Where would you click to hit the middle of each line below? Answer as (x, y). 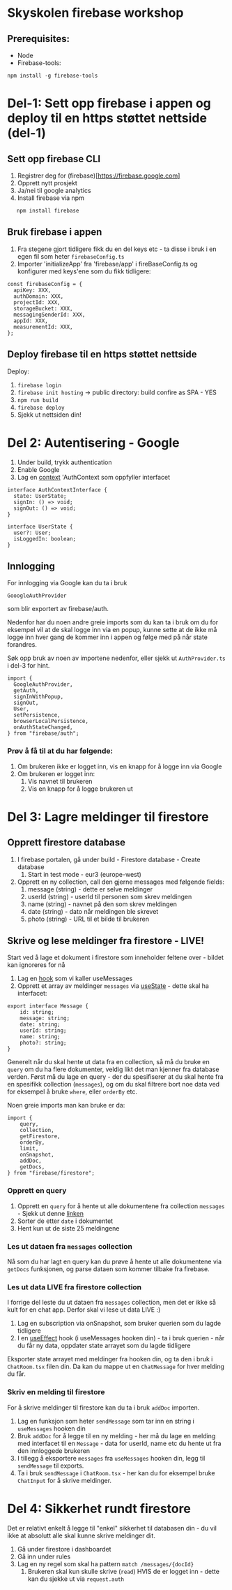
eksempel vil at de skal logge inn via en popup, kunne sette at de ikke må (112, 630)
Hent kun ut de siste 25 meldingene (68, 1228)
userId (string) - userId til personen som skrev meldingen (110, 896)
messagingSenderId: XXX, (49, 315)
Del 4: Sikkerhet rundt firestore (99, 1509)
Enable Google (38, 469)
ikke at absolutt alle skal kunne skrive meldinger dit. (81, 1535)
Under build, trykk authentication (64, 462)
